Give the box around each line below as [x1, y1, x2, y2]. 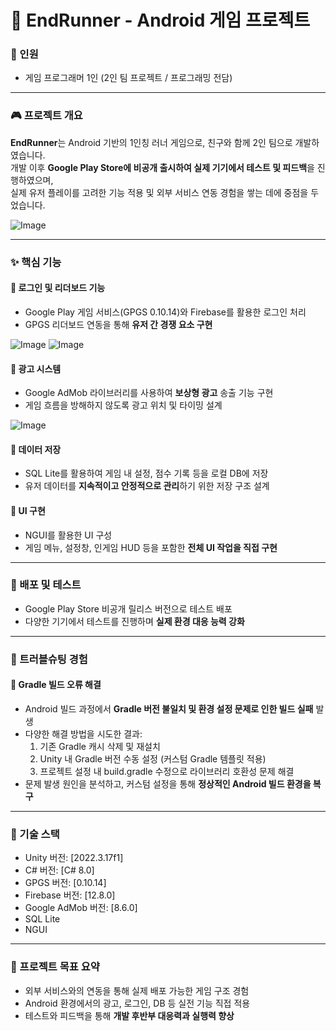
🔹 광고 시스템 [10, 362, 62, 375]
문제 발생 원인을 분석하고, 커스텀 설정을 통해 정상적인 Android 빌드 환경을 [24, 777, 312, 790]
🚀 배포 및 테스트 [10, 578, 82, 592]
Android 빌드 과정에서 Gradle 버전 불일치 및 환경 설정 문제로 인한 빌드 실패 [24, 702, 314, 715]
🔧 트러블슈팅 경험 [10, 652, 88, 666]
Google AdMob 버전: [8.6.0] [24, 902, 138, 914]
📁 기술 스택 [10, 827, 60, 841]
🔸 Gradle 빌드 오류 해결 [10, 679, 102, 691]
